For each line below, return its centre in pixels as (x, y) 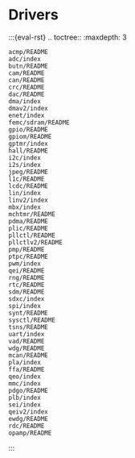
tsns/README (28, 327)
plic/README (28, 228)
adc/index (25, 59)
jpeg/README (28, 172)
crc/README (27, 87)
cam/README (27, 73)
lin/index (25, 193)
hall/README (28, 151)
